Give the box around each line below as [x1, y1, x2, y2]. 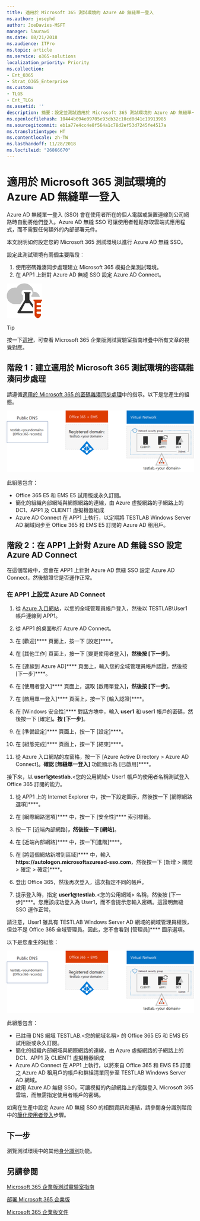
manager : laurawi [7, 28, 50, 34]
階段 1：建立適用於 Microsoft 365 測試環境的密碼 [7, 363, 186, 373]
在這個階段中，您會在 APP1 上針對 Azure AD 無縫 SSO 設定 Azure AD [7, 567, 175, 574]
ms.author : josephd [7, 15, 55, 22]
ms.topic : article [7, 47, 52, 53]
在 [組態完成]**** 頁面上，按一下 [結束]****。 [15, 740, 127, 748]
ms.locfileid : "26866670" [7, 147, 71, 154]
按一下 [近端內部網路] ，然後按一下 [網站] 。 [15, 826, 120, 833]
